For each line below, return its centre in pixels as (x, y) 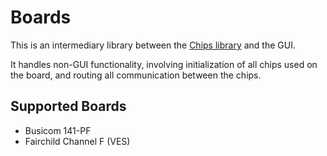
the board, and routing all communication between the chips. (136, 75)
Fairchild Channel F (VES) (77, 141)
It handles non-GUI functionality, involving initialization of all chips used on (164, 64)
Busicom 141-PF (58, 130)
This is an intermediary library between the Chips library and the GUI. (153, 45)
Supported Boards (68, 106)
